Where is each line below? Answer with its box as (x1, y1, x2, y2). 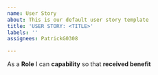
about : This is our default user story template (7, 16, 149, 23)
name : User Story (7, 10, 57, 17)
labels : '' (7, 29, 38, 36)
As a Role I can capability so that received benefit (7, 60, 151, 68)
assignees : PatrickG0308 (7, 35, 78, 42)
